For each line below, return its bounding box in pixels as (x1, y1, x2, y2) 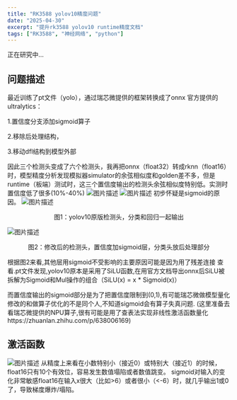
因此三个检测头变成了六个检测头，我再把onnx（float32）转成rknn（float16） (7, 162, 230, 171)
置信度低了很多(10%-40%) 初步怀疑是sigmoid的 (7, 189, 214, 198)
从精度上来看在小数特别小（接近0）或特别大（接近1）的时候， (40, 358, 221, 367)
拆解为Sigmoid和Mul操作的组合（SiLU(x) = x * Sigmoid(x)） (7, 275, 181, 284)
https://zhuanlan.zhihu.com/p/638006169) (7, 316, 132, 325)
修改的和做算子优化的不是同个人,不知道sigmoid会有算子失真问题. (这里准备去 (7, 299, 231, 308)
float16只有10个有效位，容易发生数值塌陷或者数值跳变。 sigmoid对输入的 (7, 367, 219, 376)
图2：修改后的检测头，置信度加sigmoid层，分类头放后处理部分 (28, 243, 210, 251)
